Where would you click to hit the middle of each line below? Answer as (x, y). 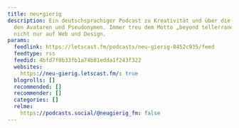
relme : (23, 107)
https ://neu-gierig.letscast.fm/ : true (79, 73)
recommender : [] (38, 93)
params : (19, 41)
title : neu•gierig (34, 14)
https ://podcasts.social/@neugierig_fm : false (90, 113)
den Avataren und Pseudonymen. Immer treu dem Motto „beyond (106, 27)
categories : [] (36, 100)
